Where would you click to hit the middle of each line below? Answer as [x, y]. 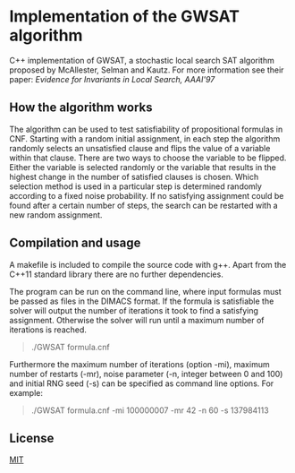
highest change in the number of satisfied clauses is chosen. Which [134, 176]
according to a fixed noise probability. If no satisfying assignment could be [147, 195]
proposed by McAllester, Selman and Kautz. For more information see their [147, 70]
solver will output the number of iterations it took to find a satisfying [134, 310]
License [32, 438]
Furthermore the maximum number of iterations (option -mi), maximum [139, 364]
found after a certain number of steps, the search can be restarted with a [144, 205]
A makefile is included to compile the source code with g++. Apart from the [148, 264]
